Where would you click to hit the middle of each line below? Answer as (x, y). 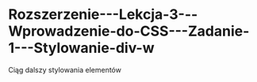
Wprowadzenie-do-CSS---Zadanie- (129, 31)
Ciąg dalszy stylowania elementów (65, 69)
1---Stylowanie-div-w (81, 48)
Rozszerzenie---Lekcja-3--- (103, 15)
